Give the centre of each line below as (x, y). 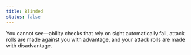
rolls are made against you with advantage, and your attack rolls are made (95, 39)
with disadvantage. (29, 45)
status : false (24, 17)
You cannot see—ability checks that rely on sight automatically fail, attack (95, 33)
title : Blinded (25, 11)
